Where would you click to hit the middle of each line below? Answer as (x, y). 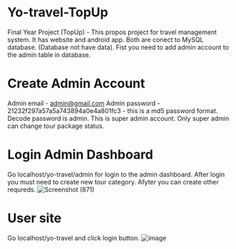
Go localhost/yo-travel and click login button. (74, 238)
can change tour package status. (56, 126)
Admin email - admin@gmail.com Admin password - (84, 103)
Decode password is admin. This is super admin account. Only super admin (118, 118)
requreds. (22, 189)
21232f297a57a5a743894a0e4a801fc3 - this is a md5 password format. (113, 110)
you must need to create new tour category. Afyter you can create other (113, 181)
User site (35, 218)
